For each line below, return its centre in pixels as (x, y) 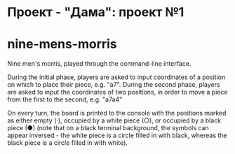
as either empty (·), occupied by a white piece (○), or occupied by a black (114, 120)
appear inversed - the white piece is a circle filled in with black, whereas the (117, 135)
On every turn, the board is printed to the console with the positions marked (117, 113)
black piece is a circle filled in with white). (68, 143)
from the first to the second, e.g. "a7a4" (65, 99)
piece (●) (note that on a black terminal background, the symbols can (108, 128)
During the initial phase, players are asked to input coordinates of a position (116, 77)
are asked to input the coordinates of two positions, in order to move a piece (117, 92)
